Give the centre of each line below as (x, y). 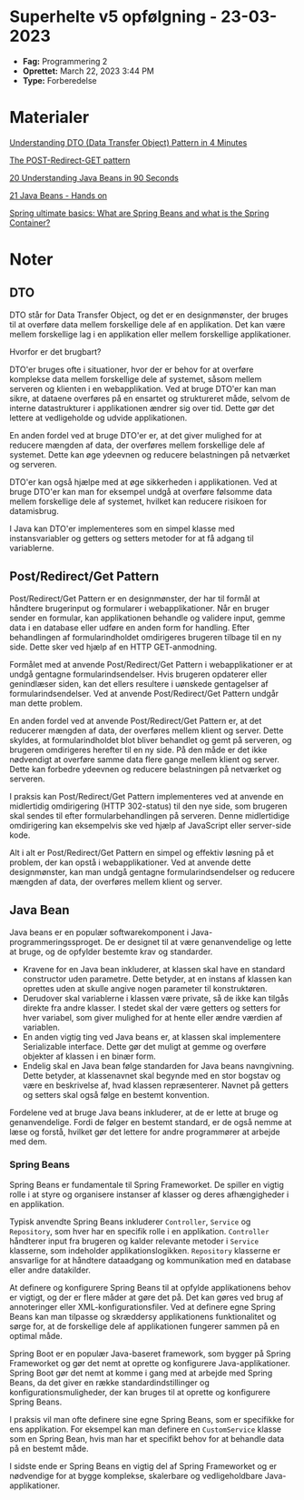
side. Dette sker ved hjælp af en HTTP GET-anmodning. (113, 647)
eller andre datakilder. (50, 1270)
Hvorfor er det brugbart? (55, 351)
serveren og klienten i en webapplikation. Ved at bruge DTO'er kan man (143, 388)
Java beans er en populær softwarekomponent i (99, 932)
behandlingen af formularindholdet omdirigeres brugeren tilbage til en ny (146, 637)
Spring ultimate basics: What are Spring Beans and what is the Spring (139, 213)
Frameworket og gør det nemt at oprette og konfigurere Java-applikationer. (150, 1363)
